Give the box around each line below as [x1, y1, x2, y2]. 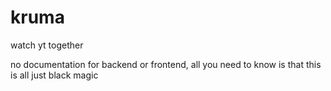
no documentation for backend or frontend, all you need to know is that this [10, 58, 322, 70]
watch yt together [10, 39, 84, 51]
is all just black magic [10, 69, 99, 81]
